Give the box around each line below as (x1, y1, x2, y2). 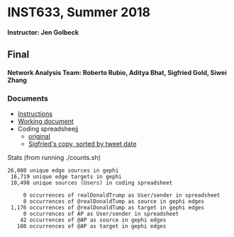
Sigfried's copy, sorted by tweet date (28, 139, 137, 149)
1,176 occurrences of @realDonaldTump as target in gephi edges (10, 204, 204, 212)
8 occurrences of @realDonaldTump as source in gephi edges (23, 198, 204, 205)
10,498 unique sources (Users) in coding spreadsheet (10, 180, 173, 187)
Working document (17, 117, 74, 126)
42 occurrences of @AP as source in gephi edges (20, 216, 167, 224)
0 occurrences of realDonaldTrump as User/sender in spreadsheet (23, 192, 221, 199)
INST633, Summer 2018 (7, 4, 151, 21)
